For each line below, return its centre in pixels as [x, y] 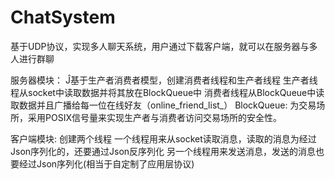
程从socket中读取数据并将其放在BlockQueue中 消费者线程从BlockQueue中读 [167, 92]
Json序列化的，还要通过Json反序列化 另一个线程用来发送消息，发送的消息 [163, 151]
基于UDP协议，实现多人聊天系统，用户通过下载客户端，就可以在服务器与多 [164, 46]
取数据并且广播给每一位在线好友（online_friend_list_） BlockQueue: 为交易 [163, 105]
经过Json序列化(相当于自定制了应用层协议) [106, 163]
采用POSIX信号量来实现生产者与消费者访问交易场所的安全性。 [154, 117]
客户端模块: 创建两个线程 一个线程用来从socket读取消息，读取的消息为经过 [163, 138]
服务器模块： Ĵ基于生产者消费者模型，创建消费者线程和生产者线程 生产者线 [164, 80]
